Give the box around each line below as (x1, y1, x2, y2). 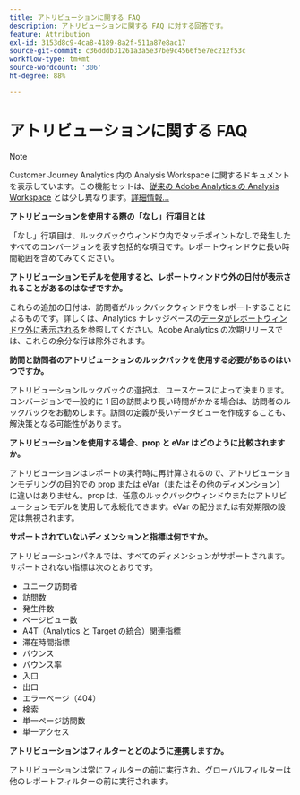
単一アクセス (21, 726, 70, 737)
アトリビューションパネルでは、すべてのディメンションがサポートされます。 (9, 550, 289, 561)
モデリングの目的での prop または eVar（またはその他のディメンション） (16, 479, 285, 489)
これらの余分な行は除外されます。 (24, 335, 150, 346)
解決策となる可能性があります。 (9, 418, 127, 428)
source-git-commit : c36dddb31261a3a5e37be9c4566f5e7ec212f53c (9, 47, 246, 56)
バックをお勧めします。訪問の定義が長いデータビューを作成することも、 (24, 407, 291, 418)
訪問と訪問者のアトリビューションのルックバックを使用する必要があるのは (9, 354, 284, 365)
